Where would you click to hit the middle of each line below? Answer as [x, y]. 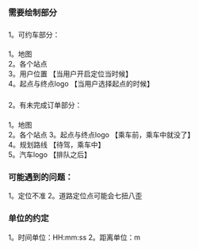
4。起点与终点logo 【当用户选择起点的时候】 [81, 84]
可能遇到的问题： [41, 177]
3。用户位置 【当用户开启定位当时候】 [70, 74]
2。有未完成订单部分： [45, 105]
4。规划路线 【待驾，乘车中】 [57, 144]
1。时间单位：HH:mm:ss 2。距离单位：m [74, 237]
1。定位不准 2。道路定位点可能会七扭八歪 [75, 196]
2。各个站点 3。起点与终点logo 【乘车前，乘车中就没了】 [101, 134]
